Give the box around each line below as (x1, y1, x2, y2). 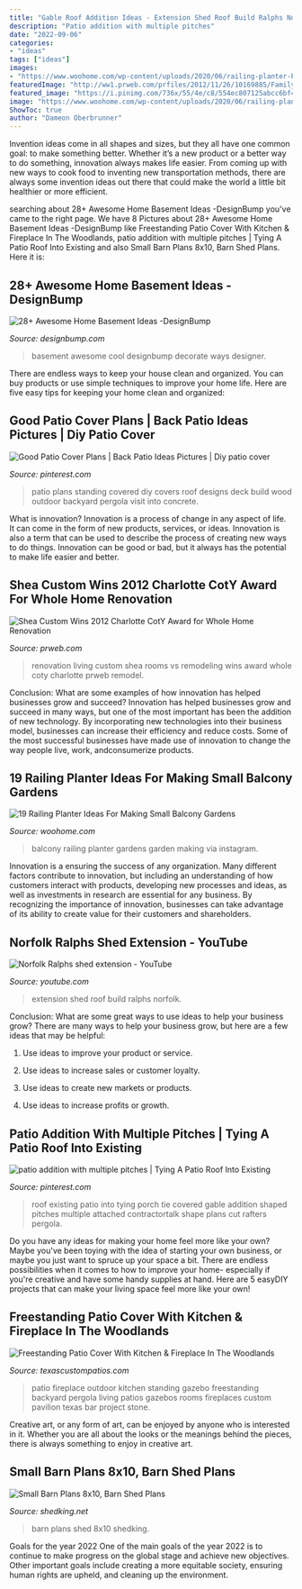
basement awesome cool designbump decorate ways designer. (31, 350, 267, 361)
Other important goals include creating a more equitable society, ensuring (9, 1559, 283, 1570)
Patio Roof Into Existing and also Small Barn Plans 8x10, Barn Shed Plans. (9, 242, 280, 253)
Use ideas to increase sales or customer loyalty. (22, 1065, 200, 1076)
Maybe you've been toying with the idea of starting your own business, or (9, 1245, 282, 1256)
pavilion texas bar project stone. (31, 1402, 151, 1412)
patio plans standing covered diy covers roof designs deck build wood (31, 486, 292, 496)
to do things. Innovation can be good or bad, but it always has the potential (9, 541, 287, 552)
